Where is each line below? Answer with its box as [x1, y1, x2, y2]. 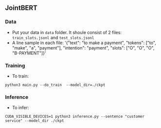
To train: [12, 73, 29, 79]
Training [5, 62, 25, 69]
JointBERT [5, 4, 38, 12]
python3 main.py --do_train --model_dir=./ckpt [5, 82, 106, 87]
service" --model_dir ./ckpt [5, 118, 64, 123]
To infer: [12, 105, 29, 111]
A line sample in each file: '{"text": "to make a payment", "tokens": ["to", [12, 40, 157, 46]
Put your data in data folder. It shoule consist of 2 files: [12, 29, 122, 35]
